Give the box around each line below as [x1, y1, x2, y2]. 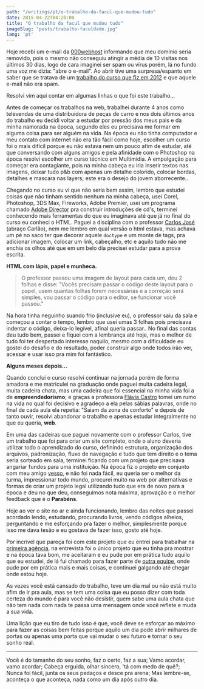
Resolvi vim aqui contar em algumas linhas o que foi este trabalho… [6, 92, 175, 99]
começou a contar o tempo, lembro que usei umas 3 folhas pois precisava [6, 318, 192, 326]
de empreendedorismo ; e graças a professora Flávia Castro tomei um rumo [6, 394, 197, 401]
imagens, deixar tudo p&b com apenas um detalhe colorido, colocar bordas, [6, 168, 196, 176]
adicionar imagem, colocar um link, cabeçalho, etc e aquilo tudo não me [6, 238, 186, 246]
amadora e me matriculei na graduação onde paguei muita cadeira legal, [6, 380, 188, 388]
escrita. [6, 251, 25, 258]
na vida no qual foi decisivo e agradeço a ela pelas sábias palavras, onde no [6, 400, 197, 407]
